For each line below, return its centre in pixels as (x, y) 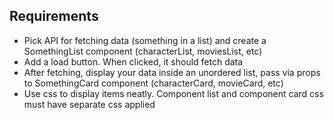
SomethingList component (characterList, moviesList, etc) (143, 51)
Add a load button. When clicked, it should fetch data (133, 61)
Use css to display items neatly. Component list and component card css (173, 93)
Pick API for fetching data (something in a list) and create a (145, 40)
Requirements (54, 16)
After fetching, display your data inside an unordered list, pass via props (172, 72)
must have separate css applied (89, 104)
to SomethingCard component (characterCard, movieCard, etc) (153, 83)
